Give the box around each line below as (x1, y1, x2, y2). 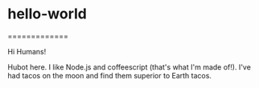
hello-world (7, 5, 88, 23)
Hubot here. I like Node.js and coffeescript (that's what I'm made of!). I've (7, 62, 251, 72)
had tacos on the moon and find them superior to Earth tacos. (7, 70, 212, 80)
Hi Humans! (7, 46, 47, 56)
